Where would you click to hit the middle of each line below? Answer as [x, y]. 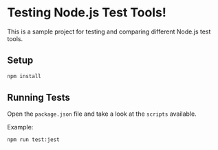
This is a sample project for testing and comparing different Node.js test [109, 32]
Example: [20, 127]
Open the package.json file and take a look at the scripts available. [102, 114]
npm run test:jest [33, 140]
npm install [24, 76]
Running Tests [39, 98]
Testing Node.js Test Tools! [87, 13]
